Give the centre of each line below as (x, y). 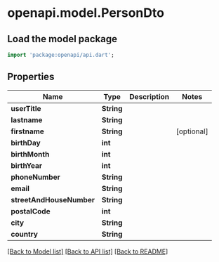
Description (150, 96)
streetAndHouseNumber (53, 199)
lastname (27, 119)
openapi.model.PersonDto (86, 13)
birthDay (26, 143)
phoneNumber (36, 177)
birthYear (26, 165)
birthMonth (30, 154)
